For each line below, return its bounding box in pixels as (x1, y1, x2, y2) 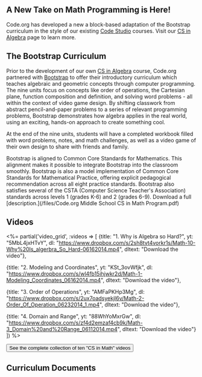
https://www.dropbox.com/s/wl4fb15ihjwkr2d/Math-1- (8, 270, 143, 277)
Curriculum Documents (6, 363, 96, 373)
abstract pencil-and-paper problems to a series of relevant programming (6, 106, 188, 113)
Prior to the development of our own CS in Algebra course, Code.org (6, 67, 177, 74)
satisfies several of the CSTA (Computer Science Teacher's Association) (6, 186, 186, 194)
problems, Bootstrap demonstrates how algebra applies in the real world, (6, 112, 188, 119)
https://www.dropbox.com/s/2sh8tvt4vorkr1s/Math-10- (58, 239, 196, 247)
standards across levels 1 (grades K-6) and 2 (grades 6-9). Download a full (6, 193, 192, 200)
